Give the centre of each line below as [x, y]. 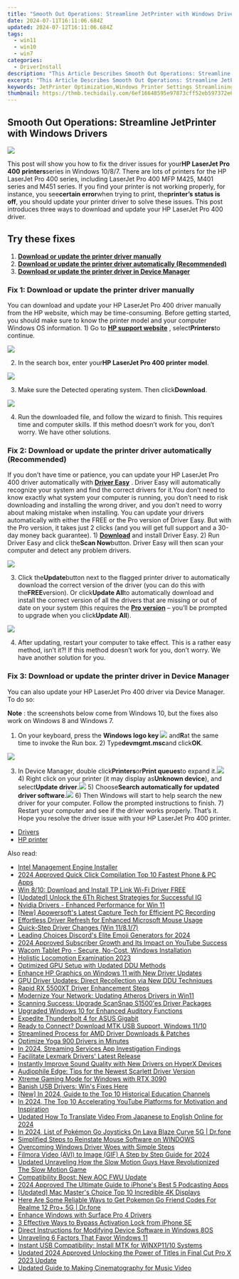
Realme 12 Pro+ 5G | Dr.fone [59, 1207]
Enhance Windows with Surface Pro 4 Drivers [84, 1215]
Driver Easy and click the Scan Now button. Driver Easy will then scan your [116, 543]
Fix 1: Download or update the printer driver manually [101, 290]
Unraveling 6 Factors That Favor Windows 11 [83, 1237]
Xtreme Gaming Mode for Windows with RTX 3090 [92, 1078]
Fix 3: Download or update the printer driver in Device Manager [118, 676]
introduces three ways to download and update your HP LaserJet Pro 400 [115, 209]
